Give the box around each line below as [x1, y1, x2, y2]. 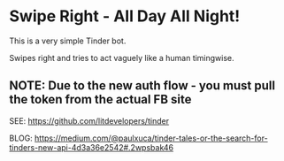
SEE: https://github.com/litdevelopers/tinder [9, 115, 170, 126]
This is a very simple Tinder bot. [9, 35, 127, 46]
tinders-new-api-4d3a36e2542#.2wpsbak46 [9, 142, 174, 152]
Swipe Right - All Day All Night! [9, 6, 241, 27]
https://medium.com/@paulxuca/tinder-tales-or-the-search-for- [34, 133, 268, 143]
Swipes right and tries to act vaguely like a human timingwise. [9, 52, 234, 63]
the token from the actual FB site [9, 92, 192, 107]
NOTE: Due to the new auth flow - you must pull [9, 78, 276, 94]
